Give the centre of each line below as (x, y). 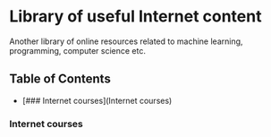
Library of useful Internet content (135, 17)
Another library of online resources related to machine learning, (126, 41)
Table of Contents (60, 79)
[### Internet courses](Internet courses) (97, 100)
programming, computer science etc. (77, 50)
